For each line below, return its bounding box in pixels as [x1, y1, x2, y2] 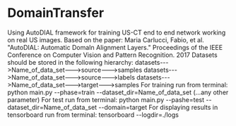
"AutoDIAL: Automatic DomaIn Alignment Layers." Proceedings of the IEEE [7, 43, 223, 51]
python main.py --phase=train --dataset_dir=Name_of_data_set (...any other [7, 88, 229, 96]
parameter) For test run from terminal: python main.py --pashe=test [7, 95, 205, 103]
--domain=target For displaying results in [98, 103, 218, 111]
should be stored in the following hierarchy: [7, 58, 134, 66]
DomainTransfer [7, 5, 105, 21]
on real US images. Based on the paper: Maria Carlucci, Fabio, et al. [7, 35, 205, 44]
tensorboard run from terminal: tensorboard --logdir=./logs [7, 111, 179, 119]
